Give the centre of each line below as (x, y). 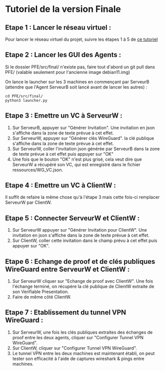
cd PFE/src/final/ (24, 96)
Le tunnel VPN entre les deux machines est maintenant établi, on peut (83, 353)
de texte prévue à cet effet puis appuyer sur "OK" (63, 154)
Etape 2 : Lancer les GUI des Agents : (63, 55)
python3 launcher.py (27, 100)
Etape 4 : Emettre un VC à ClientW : (61, 185)
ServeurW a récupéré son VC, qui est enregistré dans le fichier (76, 164)
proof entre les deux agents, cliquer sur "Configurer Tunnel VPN (78, 337)
